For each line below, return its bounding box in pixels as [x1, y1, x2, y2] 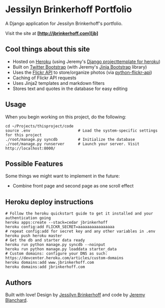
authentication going [5, 215, 51, 221]
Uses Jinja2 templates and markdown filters [12, 80, 105, 86]
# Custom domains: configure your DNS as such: [5, 251, 108, 256]
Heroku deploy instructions [5, 197, 94, 206]
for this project [5, 132, 42, 138]
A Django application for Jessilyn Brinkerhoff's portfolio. [5, 20, 123, 26]
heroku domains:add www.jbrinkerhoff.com [5, 260, 94, 265]
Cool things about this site [5, 45, 90, 54]
